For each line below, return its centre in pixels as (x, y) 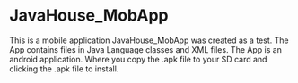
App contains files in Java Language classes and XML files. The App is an (146, 49)
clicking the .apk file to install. (64, 69)
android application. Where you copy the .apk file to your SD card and (138, 59)
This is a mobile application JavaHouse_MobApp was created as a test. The (149, 40)
